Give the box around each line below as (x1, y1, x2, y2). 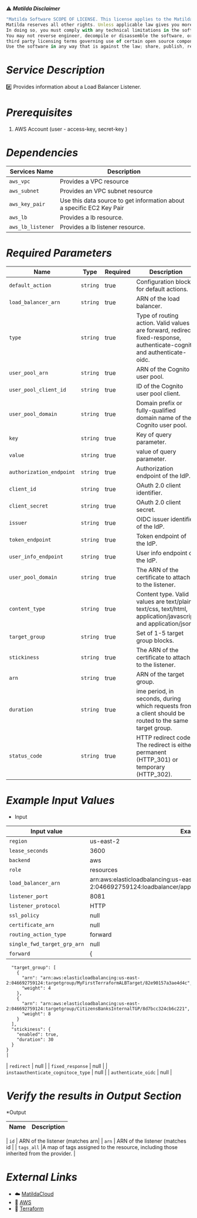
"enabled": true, (16, 1032, 59, 1037)
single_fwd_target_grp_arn (9, 940, 84, 947)
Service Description (6, 64, 105, 77)
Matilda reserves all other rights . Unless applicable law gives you (6, 22, 180, 28)
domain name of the (136, 414, 192, 422)
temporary (136, 763, 165, 771)
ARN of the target (136, 670, 185, 678)
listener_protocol (9, 902, 60, 909)
